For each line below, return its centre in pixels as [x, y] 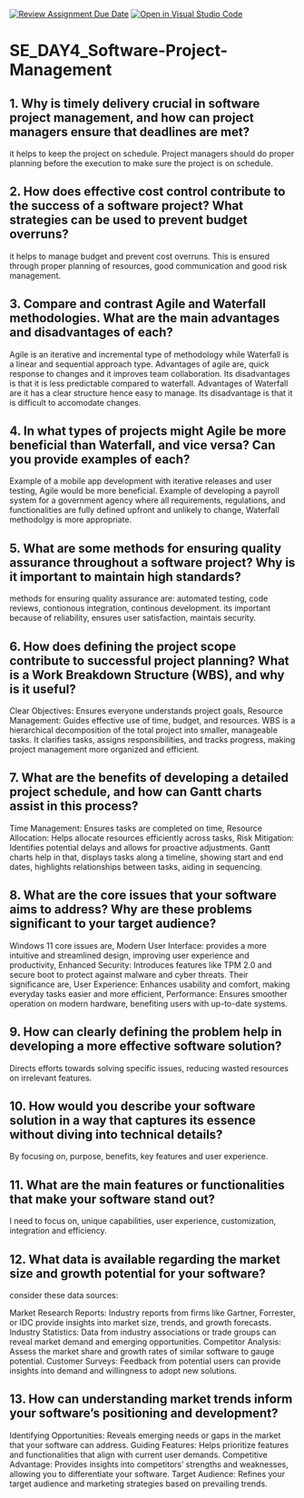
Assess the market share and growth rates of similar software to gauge [142, 1351]
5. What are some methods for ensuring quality [146, 548]
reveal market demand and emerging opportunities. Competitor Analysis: [145, 1341]
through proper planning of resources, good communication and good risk [148, 266]
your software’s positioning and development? [144, 1413]
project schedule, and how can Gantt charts [136, 792]
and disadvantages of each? [92, 333]
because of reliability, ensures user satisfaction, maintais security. [133, 618]
